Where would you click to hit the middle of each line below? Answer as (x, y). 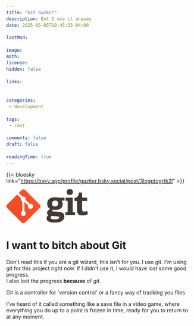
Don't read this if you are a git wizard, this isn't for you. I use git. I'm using (96, 262)
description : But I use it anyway (49, 19)
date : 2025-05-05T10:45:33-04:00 (48, 25)
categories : (21, 101)
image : (14, 51)
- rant (17, 126)
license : (17, 62)
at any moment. (25, 316)
